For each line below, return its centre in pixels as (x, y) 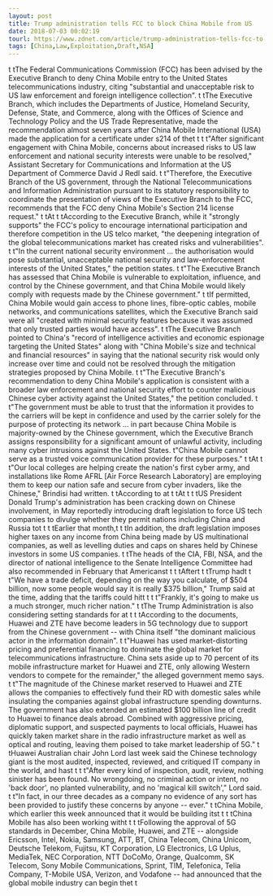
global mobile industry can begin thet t (73, 883)
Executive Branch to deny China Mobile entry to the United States (118, 78)
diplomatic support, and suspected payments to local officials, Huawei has (133, 727)
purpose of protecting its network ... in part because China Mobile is (123, 424)
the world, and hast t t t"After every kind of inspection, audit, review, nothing (136, 771)
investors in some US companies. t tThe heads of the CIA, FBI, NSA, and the (135, 554)
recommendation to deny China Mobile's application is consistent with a (129, 381)
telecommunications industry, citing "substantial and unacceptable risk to (131, 87)
